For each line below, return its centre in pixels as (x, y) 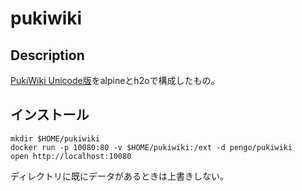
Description (47, 55)
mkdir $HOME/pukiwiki (55, 138)
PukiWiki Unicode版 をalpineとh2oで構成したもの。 (115, 80)
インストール (50, 115)
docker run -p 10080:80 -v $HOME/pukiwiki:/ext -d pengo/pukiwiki (151, 147)
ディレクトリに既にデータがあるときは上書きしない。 (120, 176)
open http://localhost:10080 (71, 156)
